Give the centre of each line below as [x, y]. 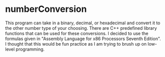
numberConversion [46, 9]
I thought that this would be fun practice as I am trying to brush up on [76, 44]
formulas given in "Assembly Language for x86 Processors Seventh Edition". [83, 39]
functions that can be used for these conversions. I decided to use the [77, 33]
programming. [30, 49]
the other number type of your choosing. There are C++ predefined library [81, 28]
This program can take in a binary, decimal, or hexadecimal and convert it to [83, 23]
